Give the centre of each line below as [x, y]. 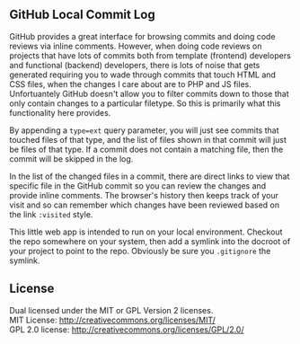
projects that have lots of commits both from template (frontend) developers [150, 55]
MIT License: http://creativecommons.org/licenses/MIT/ [112, 320]
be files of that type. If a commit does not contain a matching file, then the [146, 149]
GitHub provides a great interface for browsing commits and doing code [142, 36]
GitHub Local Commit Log [82, 15]
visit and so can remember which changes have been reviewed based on [145, 205]
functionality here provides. [60, 112]
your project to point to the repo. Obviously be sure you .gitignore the [140, 251]
